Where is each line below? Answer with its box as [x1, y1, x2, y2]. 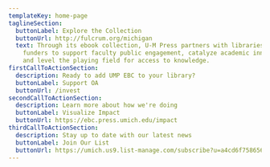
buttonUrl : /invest [15, 86, 81, 95]
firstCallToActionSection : [8, 64, 99, 72]
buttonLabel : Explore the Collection [15, 26, 142, 35]
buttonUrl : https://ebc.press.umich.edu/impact [15, 116, 178, 124]
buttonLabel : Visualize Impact [15, 109, 121, 117]
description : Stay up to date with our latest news [15, 131, 193, 139]
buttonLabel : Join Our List [15, 138, 110, 147]
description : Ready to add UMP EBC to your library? [15, 71, 196, 79]
